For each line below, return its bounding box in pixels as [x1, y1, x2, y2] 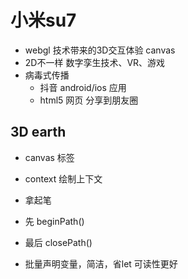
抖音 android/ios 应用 [39, 81, 127, 93]
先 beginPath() [24, 215, 85, 227]
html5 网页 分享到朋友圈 [39, 94, 139, 106]
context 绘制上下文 [24, 172, 103, 185]
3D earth [10, 124, 67, 141]
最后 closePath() [24, 236, 93, 248]
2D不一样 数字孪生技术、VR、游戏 [24, 56, 166, 68]
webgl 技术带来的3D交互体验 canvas [24, 44, 176, 56]
